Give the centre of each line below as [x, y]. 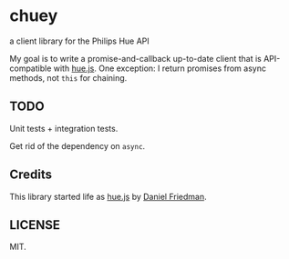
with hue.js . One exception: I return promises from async [160, 68]
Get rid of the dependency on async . [77, 145]
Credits [31, 175]
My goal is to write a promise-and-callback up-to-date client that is [135, 58]
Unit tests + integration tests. [64, 128]
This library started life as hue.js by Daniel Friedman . [108, 196]
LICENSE [35, 225]
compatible [31, 68]
